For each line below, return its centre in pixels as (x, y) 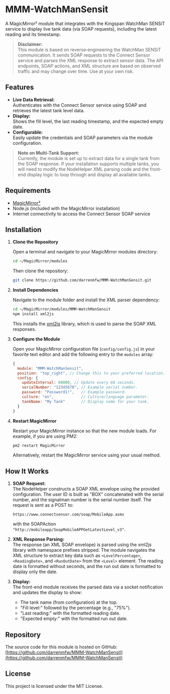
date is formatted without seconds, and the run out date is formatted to (87, 567)
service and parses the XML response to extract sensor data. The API (91, 60)
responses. (24, 329)
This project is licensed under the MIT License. (54, 686)
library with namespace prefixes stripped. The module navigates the (84, 550)
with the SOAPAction (34, 524)
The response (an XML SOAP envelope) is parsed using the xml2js (82, 545)
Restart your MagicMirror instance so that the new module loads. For (84, 431)
